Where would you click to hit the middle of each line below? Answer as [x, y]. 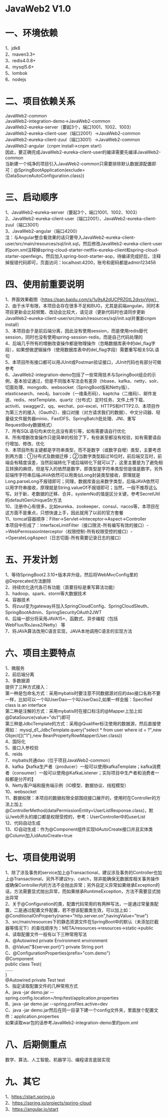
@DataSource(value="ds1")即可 [38, 717]
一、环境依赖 [32, 33]
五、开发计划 [32, 560]
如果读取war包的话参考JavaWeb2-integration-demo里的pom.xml [72, 1022]
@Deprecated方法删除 [28, 581]
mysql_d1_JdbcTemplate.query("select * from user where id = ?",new [90, 730]
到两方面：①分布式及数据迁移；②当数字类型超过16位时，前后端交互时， [81, 456]
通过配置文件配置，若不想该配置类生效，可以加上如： [77, 910]
